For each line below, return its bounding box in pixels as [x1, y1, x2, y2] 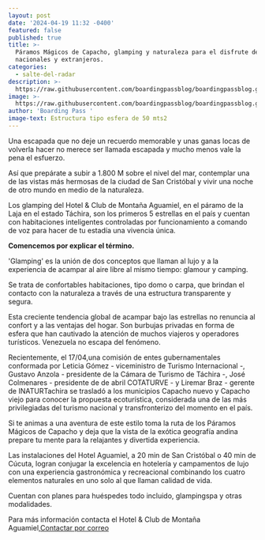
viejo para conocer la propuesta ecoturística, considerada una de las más [8, 395, 247, 404]
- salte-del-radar [15, 70, 77, 78]
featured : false [8, 26, 62, 34]
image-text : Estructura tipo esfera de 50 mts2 [8, 115, 168, 123]
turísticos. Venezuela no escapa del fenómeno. [8, 337, 161, 346]
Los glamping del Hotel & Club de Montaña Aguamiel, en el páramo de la [8, 200, 244, 210]
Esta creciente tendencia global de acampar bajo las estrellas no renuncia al [8, 312, 256, 321]
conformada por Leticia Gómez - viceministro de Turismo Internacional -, [8, 361, 246, 370]
